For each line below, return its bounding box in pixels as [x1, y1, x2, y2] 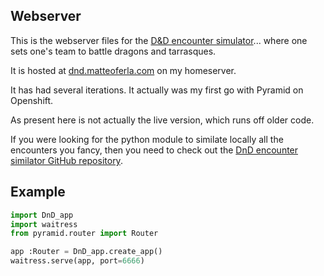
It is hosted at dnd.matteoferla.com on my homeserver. [10, 64, 237, 76]
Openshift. [10, 94, 54, 106]
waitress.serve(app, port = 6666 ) [10, 256, 145, 266]
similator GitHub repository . [10, 154, 123, 166]
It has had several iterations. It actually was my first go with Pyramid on [10, 84, 304, 96]
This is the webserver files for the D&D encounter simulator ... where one [10, 34, 308, 46]
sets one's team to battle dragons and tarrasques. [10, 45, 217, 57]
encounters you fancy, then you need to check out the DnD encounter [10, 144, 299, 156]
